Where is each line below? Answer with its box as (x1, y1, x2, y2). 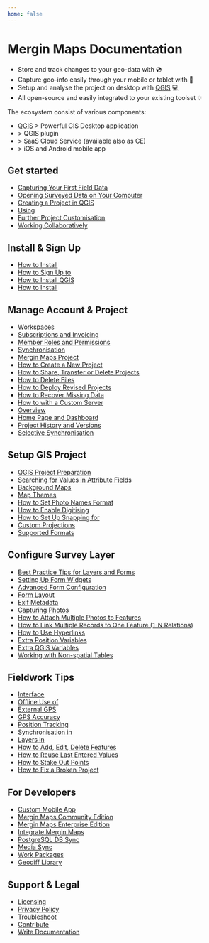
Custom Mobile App (17, 805, 77, 814)
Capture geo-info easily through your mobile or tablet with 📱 (17, 75, 193, 84)
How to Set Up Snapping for (17, 513, 100, 522)
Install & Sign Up (7, 242, 81, 254)
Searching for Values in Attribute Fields (17, 475, 132, 484)
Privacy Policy (17, 905, 60, 914)
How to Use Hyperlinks (17, 628, 86, 637)
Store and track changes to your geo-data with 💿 (17, 65, 162, 73)
